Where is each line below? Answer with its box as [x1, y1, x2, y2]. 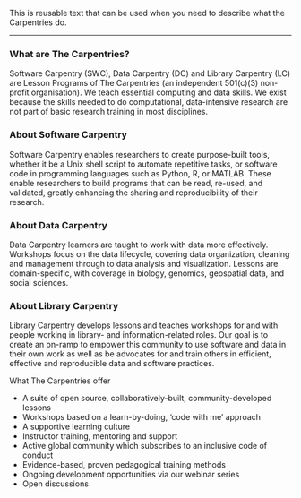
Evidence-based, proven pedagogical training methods [21, 459, 227, 470]
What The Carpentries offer [9, 375, 111, 386]
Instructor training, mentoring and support [21, 431, 178, 442]
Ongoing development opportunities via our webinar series [21, 469, 240, 480]
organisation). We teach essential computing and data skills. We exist [30, 87, 287, 98]
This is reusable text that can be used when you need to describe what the [9, 8, 285, 18]
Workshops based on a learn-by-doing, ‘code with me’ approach [21, 412, 262, 423]
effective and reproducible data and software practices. [9, 358, 215, 369]
